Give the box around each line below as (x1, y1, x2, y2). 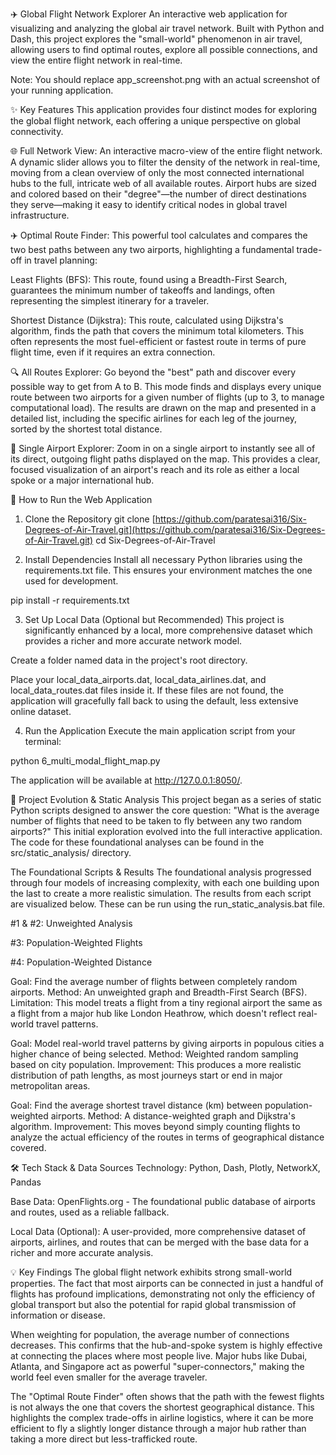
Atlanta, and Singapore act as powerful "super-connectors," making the (10, 1361, 305, 1372)
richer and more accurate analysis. (10, 1247, 154, 1258)
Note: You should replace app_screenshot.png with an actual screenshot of (10, 74, 321, 85)
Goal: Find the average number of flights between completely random (10, 976, 298, 987)
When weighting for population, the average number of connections (10, 1329, 290, 1340)
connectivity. (10, 126, 64, 137)
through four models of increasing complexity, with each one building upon (10, 877, 320, 888)
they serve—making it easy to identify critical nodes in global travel (10, 199, 288, 210)
